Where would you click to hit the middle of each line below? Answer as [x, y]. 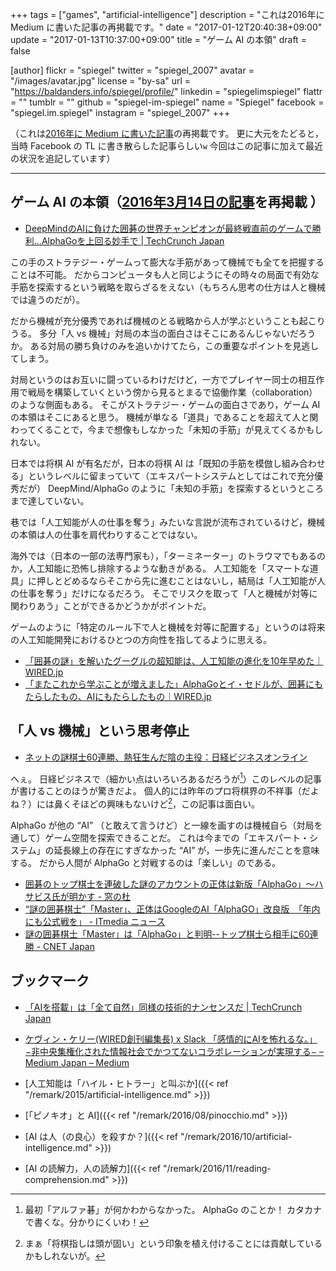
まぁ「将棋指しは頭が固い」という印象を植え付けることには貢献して [165, 1243]
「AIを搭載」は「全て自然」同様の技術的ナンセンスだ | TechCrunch [163, 1007]
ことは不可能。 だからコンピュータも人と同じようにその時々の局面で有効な [165, 274]
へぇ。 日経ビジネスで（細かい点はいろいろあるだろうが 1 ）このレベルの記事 [166, 778]
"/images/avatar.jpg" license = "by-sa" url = [101, 81]
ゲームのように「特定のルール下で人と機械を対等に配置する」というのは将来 [168, 627]
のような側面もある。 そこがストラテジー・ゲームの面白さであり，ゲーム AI [165, 404]
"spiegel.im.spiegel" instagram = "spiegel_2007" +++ [120, 112]
